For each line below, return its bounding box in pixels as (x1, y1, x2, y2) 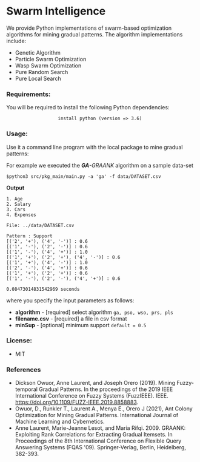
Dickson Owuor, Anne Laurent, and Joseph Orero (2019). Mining (15, 379, 176, 387)
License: (6, 336, 32, 345)
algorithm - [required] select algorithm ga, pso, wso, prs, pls (15, 308, 174, 316)
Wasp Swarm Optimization (15, 62, 82, 69)
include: (6, 37, 27, 44)
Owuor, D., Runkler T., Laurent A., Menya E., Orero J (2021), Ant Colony (15, 405, 193, 412)
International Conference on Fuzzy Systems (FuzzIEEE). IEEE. (15, 392, 168, 399)
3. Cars (6, 206, 26, 212)
